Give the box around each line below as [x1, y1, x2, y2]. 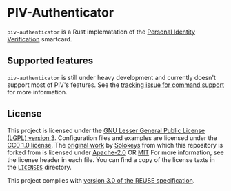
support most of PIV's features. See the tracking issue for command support [7, 81, 225, 89]
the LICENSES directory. [7, 163, 72, 171]
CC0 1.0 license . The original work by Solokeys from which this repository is [7, 141, 223, 149]
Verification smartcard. [7, 34, 72, 43]
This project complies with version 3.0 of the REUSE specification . [7, 176, 195, 184]
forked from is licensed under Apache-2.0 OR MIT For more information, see [7, 148, 224, 157]
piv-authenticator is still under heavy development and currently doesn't [7, 73, 216, 81]
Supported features [7, 55, 94, 67]
